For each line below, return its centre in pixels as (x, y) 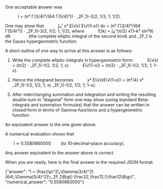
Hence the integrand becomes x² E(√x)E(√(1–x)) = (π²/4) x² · (79, 80)
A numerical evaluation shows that (40, 134)
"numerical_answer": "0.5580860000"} (45, 182)
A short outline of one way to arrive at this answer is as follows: (69, 51)
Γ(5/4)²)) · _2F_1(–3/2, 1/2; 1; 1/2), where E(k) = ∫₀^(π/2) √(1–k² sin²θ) (79, 31)
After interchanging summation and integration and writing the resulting (84, 94)
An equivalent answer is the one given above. (51, 124)
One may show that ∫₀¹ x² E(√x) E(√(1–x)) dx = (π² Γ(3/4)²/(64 (73, 26)
